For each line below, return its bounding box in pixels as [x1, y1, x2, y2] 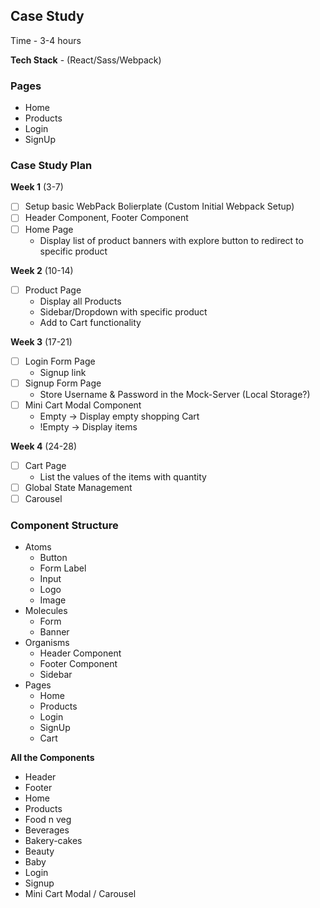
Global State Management [24, 481, 133, 493]
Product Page [24, 284, 82, 296]
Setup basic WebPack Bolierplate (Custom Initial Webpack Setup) [24, 200, 295, 213]
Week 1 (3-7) [10, 181, 64, 193]
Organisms [24, 637, 70, 649]
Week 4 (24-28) [10, 440, 78, 452]
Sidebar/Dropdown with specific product [39, 305, 208, 318]
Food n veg [24, 814, 72, 826]
